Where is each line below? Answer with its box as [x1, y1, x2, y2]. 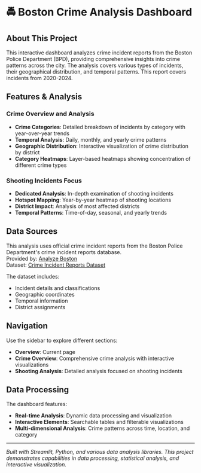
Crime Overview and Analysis [6, 109, 95, 118]
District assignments [14, 303, 66, 310]
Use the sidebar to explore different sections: [6, 337, 118, 344]
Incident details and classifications [14, 284, 100, 291]
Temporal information [14, 297, 68, 304]
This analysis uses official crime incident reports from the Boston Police [6, 242, 183, 249]
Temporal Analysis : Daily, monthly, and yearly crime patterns [14, 136, 167, 143]
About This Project [6, 33, 78, 43]
